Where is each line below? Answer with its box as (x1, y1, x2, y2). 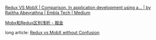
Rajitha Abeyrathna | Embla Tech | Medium (5, 10, 91, 16)
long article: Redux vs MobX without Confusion (5, 30, 100, 35)
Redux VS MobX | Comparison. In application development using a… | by (5, 5, 151, 10)
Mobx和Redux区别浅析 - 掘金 (5, 20, 63, 25)
